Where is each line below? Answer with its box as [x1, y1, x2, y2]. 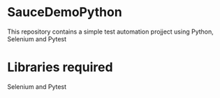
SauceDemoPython [7, 4, 122, 20]
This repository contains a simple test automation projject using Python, [7, 27, 214, 36]
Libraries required [7, 59, 113, 76]
